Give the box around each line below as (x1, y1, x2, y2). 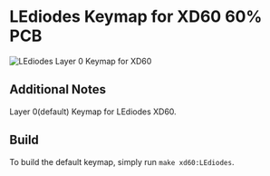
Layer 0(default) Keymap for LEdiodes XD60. (9, 106, 177, 117)
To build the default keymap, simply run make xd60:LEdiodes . (9, 156, 235, 167)
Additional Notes (9, 82, 107, 97)
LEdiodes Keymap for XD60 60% (9, 6, 263, 27)
